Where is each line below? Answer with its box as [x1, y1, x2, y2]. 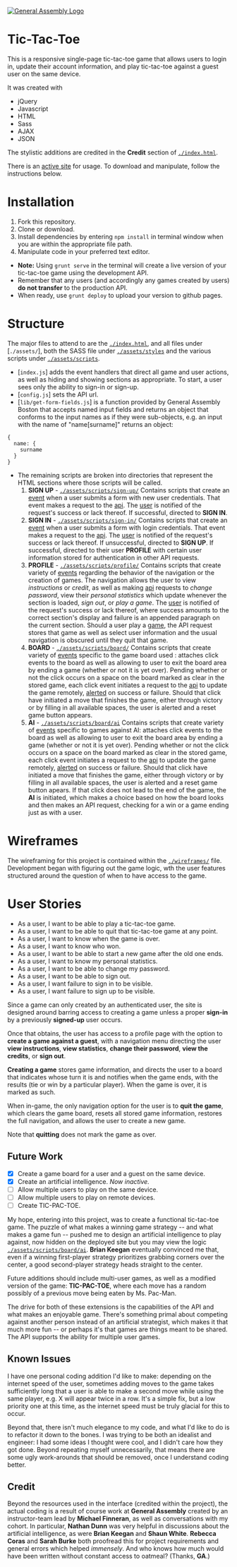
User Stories [7, 896, 82, 912]
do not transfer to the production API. [17, 283, 128, 292]
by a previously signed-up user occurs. [7, 1015, 123, 1024]
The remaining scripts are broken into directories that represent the [17, 471, 213, 479]
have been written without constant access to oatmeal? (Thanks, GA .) [7, 1552, 210, 1561]
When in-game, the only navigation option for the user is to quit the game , [7, 1101, 224, 1110]
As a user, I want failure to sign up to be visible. [17, 986, 155, 995]
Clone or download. [17, 224, 75, 233]
